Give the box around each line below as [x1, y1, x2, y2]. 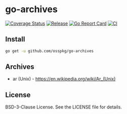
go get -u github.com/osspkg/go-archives [5, 48, 94, 54]
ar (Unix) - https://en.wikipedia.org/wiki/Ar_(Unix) [12, 76, 116, 82]
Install [5, 35, 25, 44]
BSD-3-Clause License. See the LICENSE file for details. [5, 104, 122, 110]
